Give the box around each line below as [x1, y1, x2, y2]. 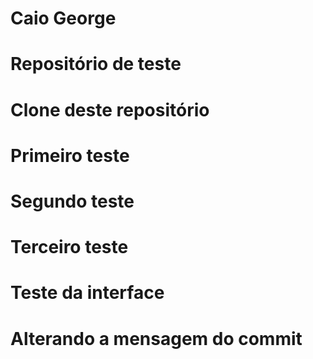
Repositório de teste [10, 53, 182, 76]
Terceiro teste [10, 236, 129, 259]
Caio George [10, 7, 117, 30]
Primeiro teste [10, 144, 130, 167]
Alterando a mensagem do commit [10, 327, 303, 350]
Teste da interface [10, 282, 165, 304]
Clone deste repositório [10, 98, 210, 121]
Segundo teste [10, 190, 135, 212]
